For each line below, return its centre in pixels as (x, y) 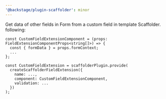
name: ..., (26, 74)
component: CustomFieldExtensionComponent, (61, 79)
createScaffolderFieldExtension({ (46, 70)
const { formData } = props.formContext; (54, 48)
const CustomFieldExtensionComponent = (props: (57, 39)
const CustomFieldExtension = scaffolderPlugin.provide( (67, 65)
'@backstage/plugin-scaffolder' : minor (47, 10)
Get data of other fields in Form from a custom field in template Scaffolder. (83, 24)
